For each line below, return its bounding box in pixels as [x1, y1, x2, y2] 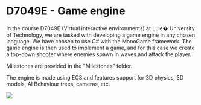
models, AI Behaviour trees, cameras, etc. [6, 80, 110, 87]
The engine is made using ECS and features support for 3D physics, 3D [6, 74, 184, 81]
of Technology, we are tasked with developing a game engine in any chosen [6, 31, 196, 39]
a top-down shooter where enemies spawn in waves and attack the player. [6, 50, 192, 58]
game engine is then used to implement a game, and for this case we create [6, 44, 195, 51]
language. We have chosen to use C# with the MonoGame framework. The [6, 37, 192, 45]
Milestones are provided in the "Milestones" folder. [6, 62, 133, 69]
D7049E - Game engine [6, 4, 126, 18]
